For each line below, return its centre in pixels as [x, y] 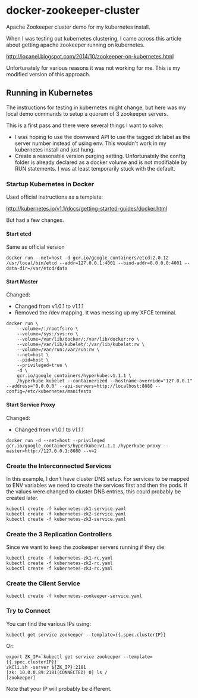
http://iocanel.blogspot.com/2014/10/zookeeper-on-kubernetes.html [90, 56]
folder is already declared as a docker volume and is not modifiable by [101, 162]
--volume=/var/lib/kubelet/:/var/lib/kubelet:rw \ [81, 345]
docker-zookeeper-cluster [73, 10]
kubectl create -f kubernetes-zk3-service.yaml [66, 519]
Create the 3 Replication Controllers [59, 534]
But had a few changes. [35, 220]
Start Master [22, 282]
